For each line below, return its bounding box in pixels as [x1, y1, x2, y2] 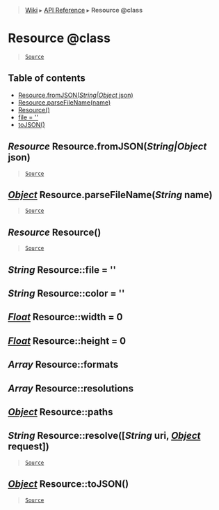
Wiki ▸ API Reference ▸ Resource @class [24, 6, 143, 14]
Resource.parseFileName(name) [17, 98, 111, 107]
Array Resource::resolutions [8, 382, 134, 394]
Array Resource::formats [8, 359, 119, 370]
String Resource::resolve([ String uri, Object [8, 430, 201, 442]
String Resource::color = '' [8, 287, 125, 299]
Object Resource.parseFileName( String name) [8, 188, 213, 201]
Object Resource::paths [8, 406, 113, 418]
